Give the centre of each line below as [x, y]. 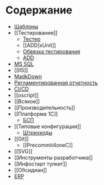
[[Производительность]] [45, 107]
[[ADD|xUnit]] [39, 45]
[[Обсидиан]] [31, 170]
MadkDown [28, 76]
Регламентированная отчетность [56, 82]
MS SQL [24, 64]
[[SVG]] [23, 151]
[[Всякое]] [27, 101]
